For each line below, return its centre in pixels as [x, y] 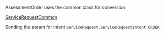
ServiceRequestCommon [31, 17]
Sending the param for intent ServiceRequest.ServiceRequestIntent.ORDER [82, 27]
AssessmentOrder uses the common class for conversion [65, 7]
